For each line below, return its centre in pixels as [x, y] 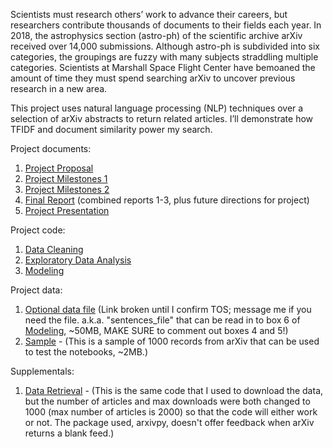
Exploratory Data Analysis [78, 260]
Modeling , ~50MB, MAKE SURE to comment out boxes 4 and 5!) [156, 330]
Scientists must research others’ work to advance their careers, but [149, 14]
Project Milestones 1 [66, 178]
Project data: [36, 290]
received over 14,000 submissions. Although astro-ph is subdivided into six [165, 46]
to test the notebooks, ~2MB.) [86, 352]
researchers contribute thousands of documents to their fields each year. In [166, 25]
